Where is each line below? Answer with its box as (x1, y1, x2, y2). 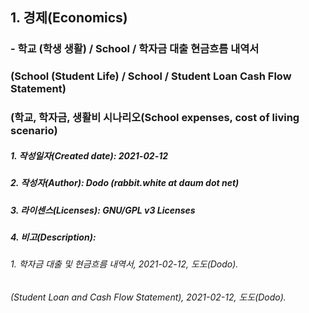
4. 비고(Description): (10, 231, 97, 243)
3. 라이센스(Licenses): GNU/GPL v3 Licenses (10, 204, 196, 216)
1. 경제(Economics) (10, 9, 128, 27)
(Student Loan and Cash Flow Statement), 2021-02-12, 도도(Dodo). (10, 291, 287, 303)
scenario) (10, 124, 58, 138)
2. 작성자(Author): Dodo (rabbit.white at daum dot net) (10, 177, 240, 189)
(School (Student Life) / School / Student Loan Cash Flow (10, 69, 292, 83)
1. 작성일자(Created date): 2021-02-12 (10, 149, 169, 162)
